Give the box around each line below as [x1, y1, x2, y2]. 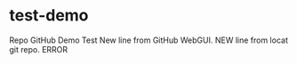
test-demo [9, 5, 89, 26]
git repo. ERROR [9, 44, 68, 54]
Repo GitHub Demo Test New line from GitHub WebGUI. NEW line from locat [9, 35, 289, 45]
